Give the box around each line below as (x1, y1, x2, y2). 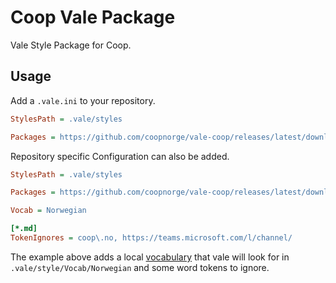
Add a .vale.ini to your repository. (10, 94, 156, 106)
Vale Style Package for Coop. (10, 39, 132, 51)
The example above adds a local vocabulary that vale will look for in (10, 251, 290, 263)
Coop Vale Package (10, 6, 176, 29)
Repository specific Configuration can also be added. (10, 150, 230, 162)
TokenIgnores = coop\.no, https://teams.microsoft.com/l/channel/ (10, 233, 293, 243)
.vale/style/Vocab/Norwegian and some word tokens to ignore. (10, 261, 270, 273)
